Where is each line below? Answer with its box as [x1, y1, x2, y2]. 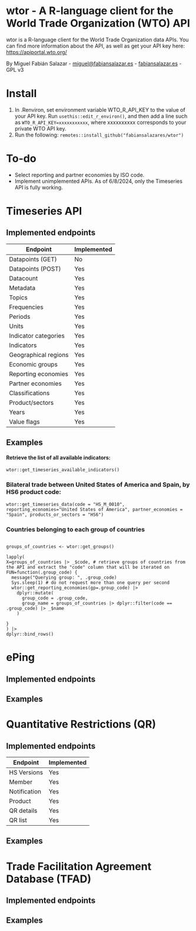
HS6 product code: [6, 488, 62, 496]
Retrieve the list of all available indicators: [6, 454, 111, 461]
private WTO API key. [14, 125, 67, 132]
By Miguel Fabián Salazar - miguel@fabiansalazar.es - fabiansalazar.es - [6, 60, 182, 67]
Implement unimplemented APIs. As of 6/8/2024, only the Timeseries [14, 178, 182, 185]
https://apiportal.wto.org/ [6, 48, 68, 55]
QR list [9, 816, 28, 824]
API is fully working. [14, 183, 63, 191]
